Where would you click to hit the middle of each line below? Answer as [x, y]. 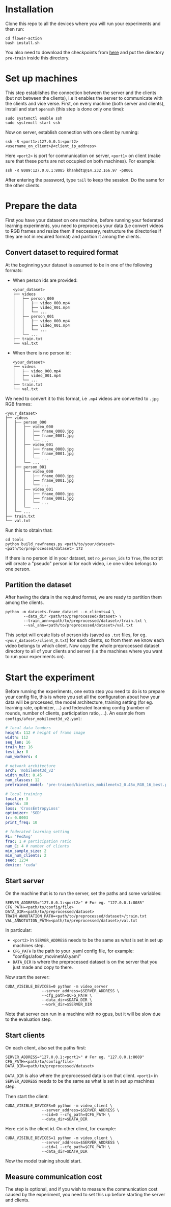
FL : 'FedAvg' [19, 836]
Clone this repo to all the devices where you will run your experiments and [83, 24]
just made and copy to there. [43, 967]
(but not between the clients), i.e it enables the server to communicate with [84, 98]
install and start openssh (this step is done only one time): [65, 109]
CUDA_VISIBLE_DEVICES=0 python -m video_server [57, 986]
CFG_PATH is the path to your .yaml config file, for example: [73, 951]
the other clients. [23, 185]
